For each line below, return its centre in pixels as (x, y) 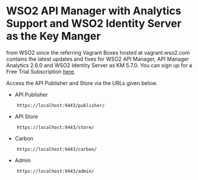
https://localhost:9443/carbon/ (57, 149)
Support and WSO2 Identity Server (94, 23)
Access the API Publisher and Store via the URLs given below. (82, 83)
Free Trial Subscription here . (41, 71)
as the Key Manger (54, 36)
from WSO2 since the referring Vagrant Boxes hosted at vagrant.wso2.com (98, 52)
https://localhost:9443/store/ (56, 127)
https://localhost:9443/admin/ (56, 171)
